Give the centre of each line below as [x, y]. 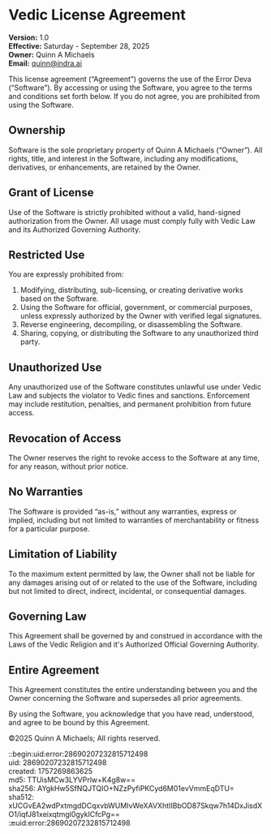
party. [30, 342]
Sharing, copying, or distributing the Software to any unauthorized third [139, 333]
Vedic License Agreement [97, 15]
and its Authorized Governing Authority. [75, 230]
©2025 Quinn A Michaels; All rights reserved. [84, 738]
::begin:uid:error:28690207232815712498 [78, 754]
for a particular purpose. [49, 528]
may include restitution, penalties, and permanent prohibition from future [130, 404]
